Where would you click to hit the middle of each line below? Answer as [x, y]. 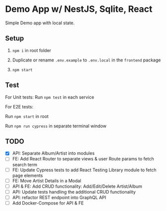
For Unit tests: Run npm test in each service [50, 97]
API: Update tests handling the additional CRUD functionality [74, 192]
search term [25, 164]
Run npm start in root [27, 116]
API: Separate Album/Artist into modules [54, 153]
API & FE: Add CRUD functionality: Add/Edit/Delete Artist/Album [77, 186]
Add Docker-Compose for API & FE [48, 203]
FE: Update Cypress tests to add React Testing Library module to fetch [84, 170]
